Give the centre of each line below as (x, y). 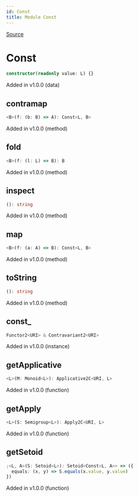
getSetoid (25, 452)
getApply (24, 408)
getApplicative (34, 365)
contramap (27, 103)
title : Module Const (32, 17)
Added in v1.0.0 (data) (33, 85)
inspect (20, 191)
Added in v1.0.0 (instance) (38, 347)
